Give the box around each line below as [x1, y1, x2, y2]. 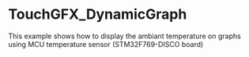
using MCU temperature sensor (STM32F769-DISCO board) [8, 39, 204, 48]
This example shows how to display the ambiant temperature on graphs [8, 31, 241, 41]
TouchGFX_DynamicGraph [8, 5, 187, 23]
